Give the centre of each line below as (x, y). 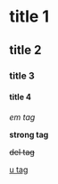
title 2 (25, 50)
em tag (22, 117)
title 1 (29, 17)
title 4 (20, 97)
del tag (22, 152)
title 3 (22, 76)
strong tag (29, 134)
